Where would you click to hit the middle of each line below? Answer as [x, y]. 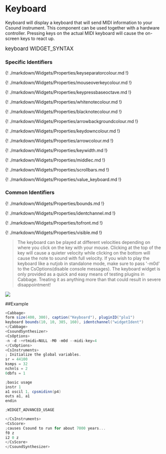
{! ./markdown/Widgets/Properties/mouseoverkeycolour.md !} [69, 82]
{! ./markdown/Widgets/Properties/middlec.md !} [55, 160]
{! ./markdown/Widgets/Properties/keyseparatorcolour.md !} [67, 73]
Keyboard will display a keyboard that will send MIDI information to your [79, 22]
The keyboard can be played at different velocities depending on [84, 242]
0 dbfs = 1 [15, 373]
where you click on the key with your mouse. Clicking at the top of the [89, 247]
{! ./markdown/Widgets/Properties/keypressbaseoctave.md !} [69, 92]
